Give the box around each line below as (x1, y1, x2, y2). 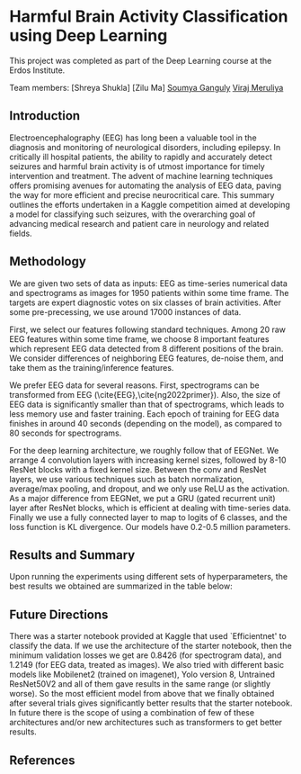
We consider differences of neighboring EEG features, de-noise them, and (9, 353, 285, 364)
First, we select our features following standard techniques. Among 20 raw (9, 324, 286, 335)
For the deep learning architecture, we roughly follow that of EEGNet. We (9, 445, 279, 455)
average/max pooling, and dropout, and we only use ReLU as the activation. (9, 483, 290, 494)
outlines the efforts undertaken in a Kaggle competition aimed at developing (9, 199, 290, 210)
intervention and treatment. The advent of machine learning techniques (9, 170, 274, 181)
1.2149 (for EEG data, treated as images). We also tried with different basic (9, 660, 285, 670)
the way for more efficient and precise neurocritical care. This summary (9, 189, 275, 200)
